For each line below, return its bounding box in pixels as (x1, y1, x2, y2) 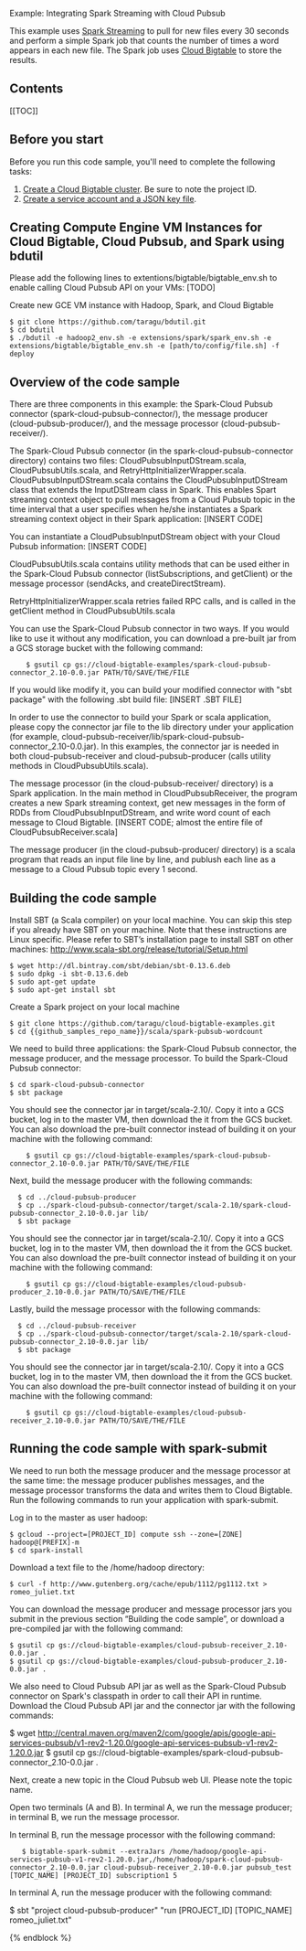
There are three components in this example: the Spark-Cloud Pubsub (9, 399, 274, 410)
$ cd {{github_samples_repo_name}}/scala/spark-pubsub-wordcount (9, 1028, 263, 1037)
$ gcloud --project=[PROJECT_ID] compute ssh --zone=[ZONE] (9, 1530, 244, 1539)
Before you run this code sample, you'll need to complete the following (9, 155, 276, 167)
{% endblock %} (9, 1932, 72, 1943)
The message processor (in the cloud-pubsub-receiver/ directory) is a (9, 778, 274, 789)
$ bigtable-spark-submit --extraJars (21, 1847, 166, 1856)
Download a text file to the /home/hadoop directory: (9, 1562, 206, 1573)
